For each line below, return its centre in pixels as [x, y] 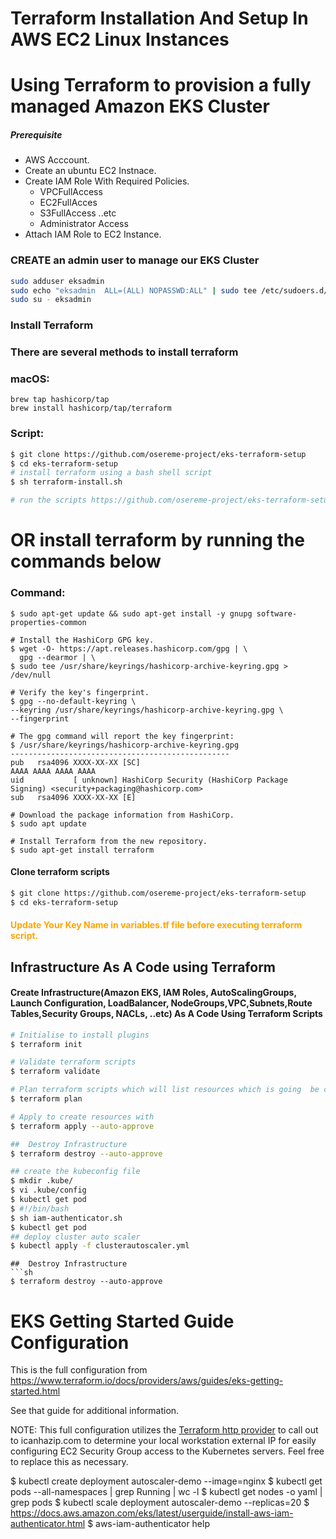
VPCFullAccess [71, 192]
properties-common [48, 622]
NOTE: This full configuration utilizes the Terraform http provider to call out [164, 1430]
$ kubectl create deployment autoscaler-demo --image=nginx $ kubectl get [166, 1481]
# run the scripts [48, 500]
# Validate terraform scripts [73, 1062]
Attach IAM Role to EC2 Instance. [93, 234]
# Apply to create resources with [82, 1117]
